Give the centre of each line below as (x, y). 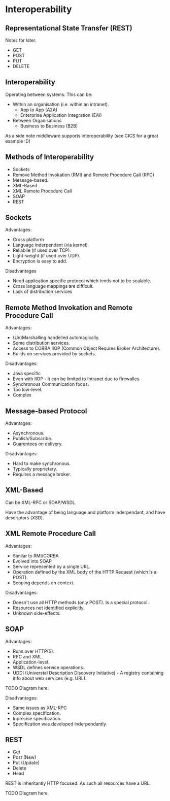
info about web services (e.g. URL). (50, 678)
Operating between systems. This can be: (49, 94)
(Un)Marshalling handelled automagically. (56, 338)
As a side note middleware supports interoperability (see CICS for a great (82, 136)
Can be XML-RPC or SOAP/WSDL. (41, 502)
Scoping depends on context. (43, 583)
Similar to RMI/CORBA (36, 556)
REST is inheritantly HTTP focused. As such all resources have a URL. (78, 783)
